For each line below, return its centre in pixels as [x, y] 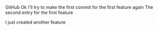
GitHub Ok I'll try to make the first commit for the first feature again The [79, 7]
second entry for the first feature [39, 12]
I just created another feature [35, 22]
